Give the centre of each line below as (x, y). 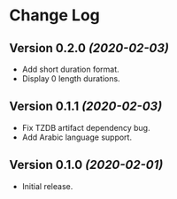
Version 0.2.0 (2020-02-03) (89, 48)
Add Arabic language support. (77, 137)
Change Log (54, 15)
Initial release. (47, 186)
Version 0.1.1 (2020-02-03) (85, 107)
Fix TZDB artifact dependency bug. (86, 127)
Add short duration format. (70, 69)
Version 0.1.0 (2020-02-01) (86, 165)
